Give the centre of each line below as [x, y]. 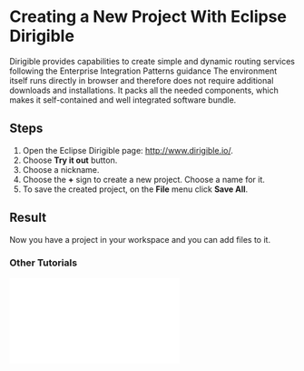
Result [28, 218]
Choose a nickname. [61, 169]
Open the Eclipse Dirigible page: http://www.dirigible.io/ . [128, 150]
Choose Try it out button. [70, 160]
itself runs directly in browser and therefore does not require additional [142, 80]
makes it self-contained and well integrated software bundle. [123, 100]
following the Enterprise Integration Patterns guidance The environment [143, 71]
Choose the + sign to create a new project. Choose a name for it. [144, 179]
